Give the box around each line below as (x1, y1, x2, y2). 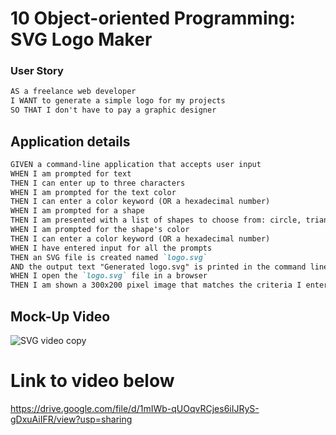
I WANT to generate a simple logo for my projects (10, 96, 226, 106)
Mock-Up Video (10, 308, 111, 325)
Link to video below (10, 370, 175, 392)
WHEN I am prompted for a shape (10, 206, 145, 216)
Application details (10, 133, 131, 150)
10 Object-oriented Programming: (10, 7, 296, 30)
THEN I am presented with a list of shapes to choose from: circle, (10, 215, 302, 226)
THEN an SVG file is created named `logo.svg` (10, 252, 208, 262)
